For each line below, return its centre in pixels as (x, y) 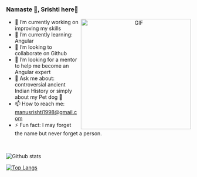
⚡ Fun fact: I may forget (43, 125)
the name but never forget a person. (58, 133)
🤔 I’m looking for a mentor (46, 60)
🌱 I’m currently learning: (43, 35)
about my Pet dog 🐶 (38, 97)
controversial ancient (40, 85)
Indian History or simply (43, 91)
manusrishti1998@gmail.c (46, 112)
